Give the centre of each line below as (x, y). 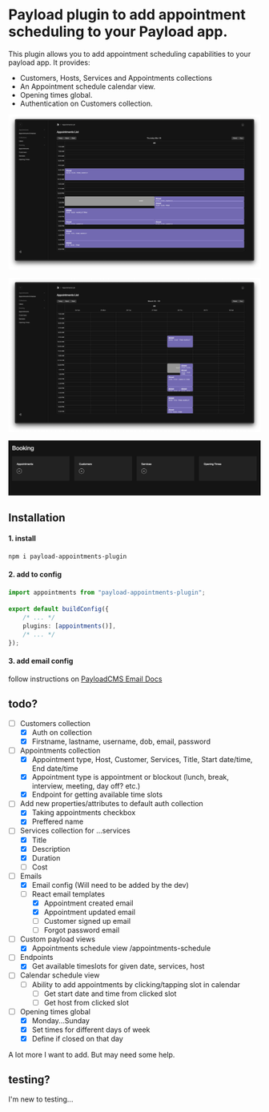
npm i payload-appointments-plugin (68, 557)
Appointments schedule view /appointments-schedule (121, 948)
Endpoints (36, 957)
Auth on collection (62, 732)
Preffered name (58, 821)
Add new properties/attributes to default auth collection (112, 804)
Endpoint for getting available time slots (97, 795)
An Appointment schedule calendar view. (88, 86)
